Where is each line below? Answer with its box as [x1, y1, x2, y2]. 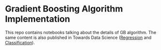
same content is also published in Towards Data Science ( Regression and [5, 35, 152, 40]
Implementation [5, 13, 70, 25]
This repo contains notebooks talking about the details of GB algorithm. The [5, 29, 157, 35]
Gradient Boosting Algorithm [5, 3, 123, 14]
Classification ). [5, 39, 35, 45]
